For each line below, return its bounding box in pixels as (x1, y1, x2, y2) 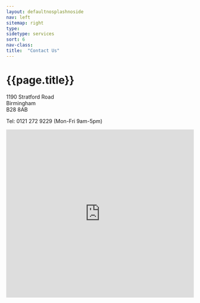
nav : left (6, 14, 31, 20)
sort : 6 (6, 36, 26, 42)
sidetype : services (6, 31, 55, 37)
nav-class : (6, 42, 33, 48)
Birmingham (6, 99, 36, 106)
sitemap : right (6, 20, 44, 26)
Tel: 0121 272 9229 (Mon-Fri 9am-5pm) (6, 117, 103, 124)
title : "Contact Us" (6, 48, 60, 54)
